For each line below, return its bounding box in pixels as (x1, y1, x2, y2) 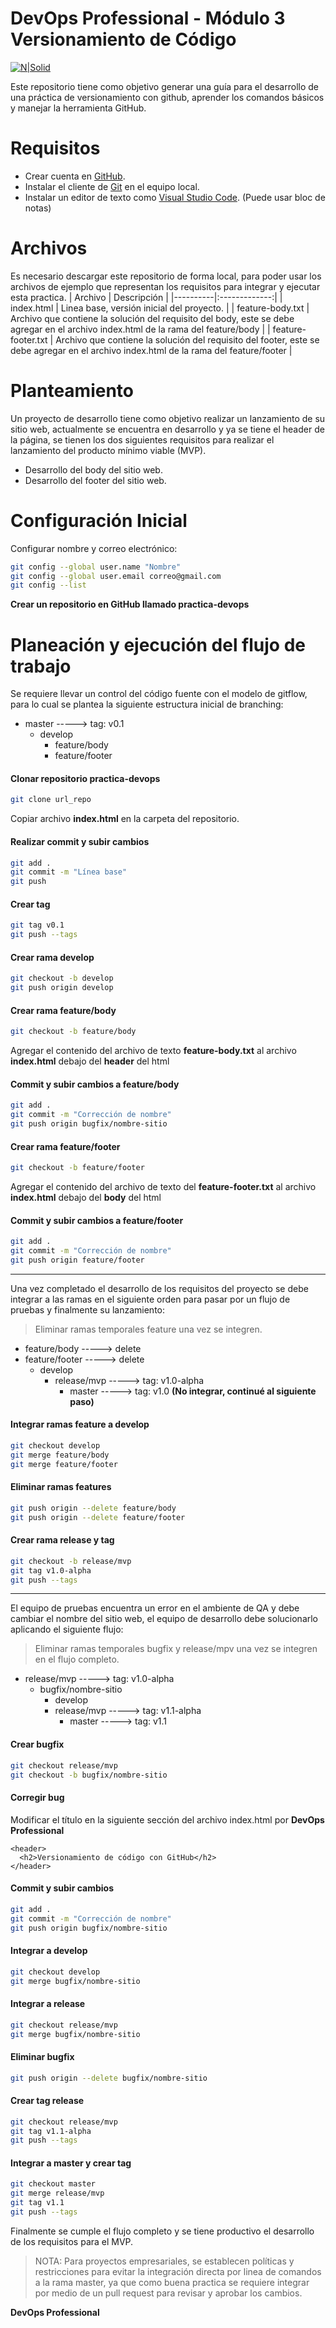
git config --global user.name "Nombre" (10, 562, 182, 572)
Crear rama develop (10, 951, 95, 963)
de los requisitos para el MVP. (10, 2235, 134, 2247)
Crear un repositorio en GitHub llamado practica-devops (10, 598, 250, 611)
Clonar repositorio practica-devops (10, 772, 161, 784)
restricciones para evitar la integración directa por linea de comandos (34, 2265, 322, 2277)
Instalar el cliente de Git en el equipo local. (24, 180, 200, 192)
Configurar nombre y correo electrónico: (10, 542, 178, 554)
